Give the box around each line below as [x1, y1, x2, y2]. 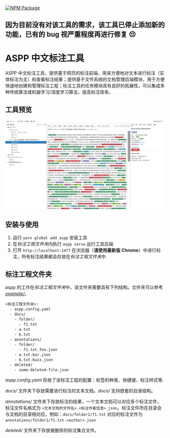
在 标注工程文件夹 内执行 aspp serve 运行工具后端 [12, 241, 114, 247]
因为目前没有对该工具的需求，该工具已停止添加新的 [5, 21, 165, 29]
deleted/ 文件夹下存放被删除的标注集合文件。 [5, 427, 100, 433]
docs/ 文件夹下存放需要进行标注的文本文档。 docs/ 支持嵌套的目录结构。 [5, 388, 156, 394]
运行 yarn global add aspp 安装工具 [12, 234, 88, 241]
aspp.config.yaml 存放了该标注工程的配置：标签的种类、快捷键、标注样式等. [5, 377, 164, 383]
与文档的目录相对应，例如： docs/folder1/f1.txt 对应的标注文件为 [5, 411, 143, 417]
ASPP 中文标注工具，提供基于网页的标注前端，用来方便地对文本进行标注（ [5, 70, 160, 76]
